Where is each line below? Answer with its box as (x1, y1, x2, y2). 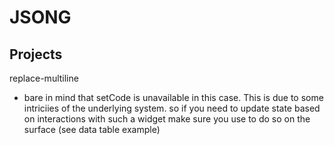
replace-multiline (9, 72, 79, 84)
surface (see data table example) (23, 124, 161, 135)
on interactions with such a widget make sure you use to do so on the (23, 113, 311, 125)
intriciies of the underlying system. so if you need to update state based (23, 102, 321, 114)
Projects (9, 46, 63, 63)
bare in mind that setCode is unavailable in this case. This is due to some (23, 92, 324, 103)
